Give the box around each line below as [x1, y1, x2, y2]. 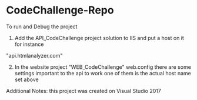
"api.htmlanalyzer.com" [6, 52, 63, 59]
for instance [14, 41, 44, 48]
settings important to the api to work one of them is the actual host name [14, 69, 191, 76]
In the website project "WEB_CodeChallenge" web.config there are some [14, 63, 191, 71]
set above [14, 76, 39, 83]
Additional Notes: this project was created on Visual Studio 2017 [6, 87, 162, 94]
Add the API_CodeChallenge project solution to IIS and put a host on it [14, 34, 184, 41]
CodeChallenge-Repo [6, 4, 114, 17]
